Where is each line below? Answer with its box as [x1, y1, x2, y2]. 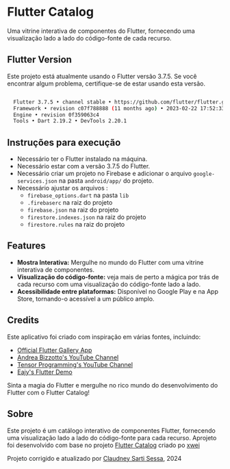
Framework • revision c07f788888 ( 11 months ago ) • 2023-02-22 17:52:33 [13, 105, 225, 112]
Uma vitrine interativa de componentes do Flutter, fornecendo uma [7, 27, 195, 35]
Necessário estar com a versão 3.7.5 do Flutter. [16, 162, 151, 170]
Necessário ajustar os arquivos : [16, 184, 108, 192]
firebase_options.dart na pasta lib [27, 191, 129, 199]
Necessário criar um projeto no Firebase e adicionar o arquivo [16, 169, 192, 178]
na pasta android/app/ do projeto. [58, 177, 154, 185]
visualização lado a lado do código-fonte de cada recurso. [7, 34, 172, 42]
